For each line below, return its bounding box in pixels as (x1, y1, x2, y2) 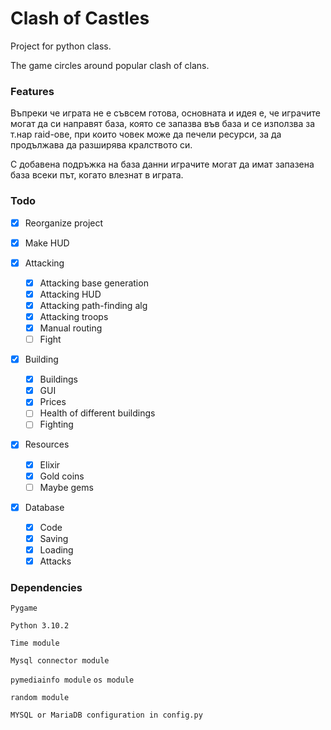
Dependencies (10, 580, 83, 594)
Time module (10, 638, 60, 649)
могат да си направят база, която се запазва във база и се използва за (10, 118, 316, 130)
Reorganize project (24, 217, 104, 229)
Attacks (39, 555, 72, 567)
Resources (24, 438, 70, 451)
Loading (39, 543, 74, 556)
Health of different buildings (39, 407, 156, 419)
